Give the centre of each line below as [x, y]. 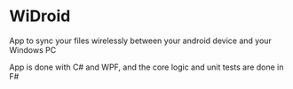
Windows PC [33, 49]
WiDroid [40, 16]
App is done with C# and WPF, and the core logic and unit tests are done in [146, 67]
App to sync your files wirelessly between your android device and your [141, 41]
